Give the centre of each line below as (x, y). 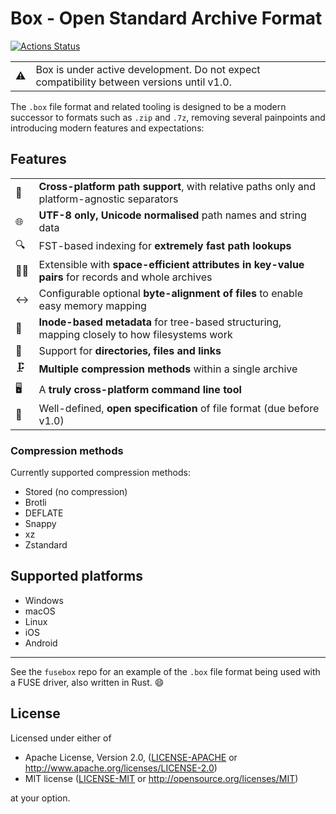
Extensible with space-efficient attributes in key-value (171, 264)
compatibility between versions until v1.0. (133, 82)
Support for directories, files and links (130, 350)
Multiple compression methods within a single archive (168, 369)
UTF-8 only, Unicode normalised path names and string (172, 215)
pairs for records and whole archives (125, 277)
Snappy (40, 524)
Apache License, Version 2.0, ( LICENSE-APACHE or (131, 757)
